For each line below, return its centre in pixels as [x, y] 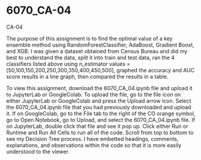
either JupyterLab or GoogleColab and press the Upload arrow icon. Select [99, 101]
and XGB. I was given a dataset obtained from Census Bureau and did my [97, 51]
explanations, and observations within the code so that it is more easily [94, 145]
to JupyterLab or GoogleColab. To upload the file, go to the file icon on [94, 94]
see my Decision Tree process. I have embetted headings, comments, [92, 139]
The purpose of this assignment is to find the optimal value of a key [89, 38]
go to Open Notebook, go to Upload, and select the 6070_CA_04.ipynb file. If [101, 119]
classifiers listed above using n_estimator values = [68, 64]
